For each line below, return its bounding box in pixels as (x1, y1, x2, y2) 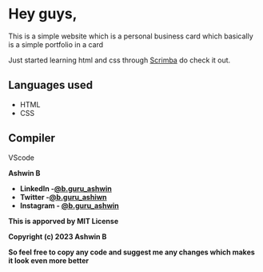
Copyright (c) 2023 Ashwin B (8, 231, 107, 241)
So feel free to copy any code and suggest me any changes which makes (8, 247, 256, 257)
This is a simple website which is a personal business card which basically (8, 31, 253, 41)
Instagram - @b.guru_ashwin (19, 201, 120, 210)
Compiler (8, 131, 56, 145)
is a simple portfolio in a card (8, 39, 104, 49)
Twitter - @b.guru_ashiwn (19, 192, 107, 202)
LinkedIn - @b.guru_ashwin (19, 183, 112, 193)
